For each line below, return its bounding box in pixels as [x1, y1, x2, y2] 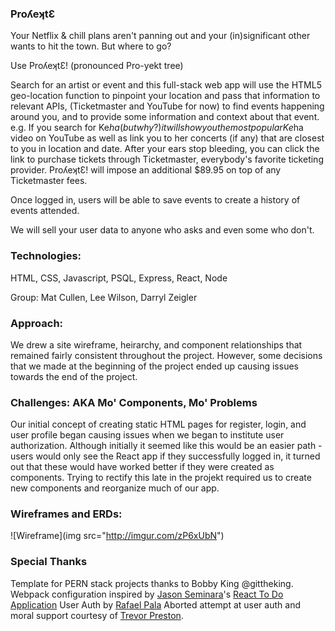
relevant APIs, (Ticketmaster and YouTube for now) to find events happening [10, 100, 325, 112]
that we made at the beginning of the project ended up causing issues [10, 360, 299, 372]
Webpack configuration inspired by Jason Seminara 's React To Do [10, 588, 284, 600]
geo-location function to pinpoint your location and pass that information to [10, 90, 321, 102]
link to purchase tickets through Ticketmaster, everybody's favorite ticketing [10, 153, 324, 166]
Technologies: [10, 249, 82, 263]
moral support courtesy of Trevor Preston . [10, 609, 184, 621]
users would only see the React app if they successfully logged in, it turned [10, 450, 321, 462]
